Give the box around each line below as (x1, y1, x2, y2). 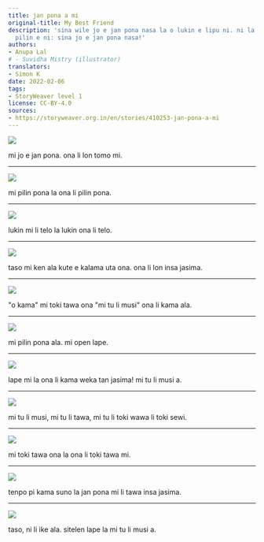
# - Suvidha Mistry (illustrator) (8, 56, 122, 64)
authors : (8, 41, 37, 49)
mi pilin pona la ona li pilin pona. (8, 187, 112, 197)
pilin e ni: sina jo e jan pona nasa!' (15, 33, 146, 42)
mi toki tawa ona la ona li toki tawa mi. (8, 450, 131, 459)
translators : (8, 63, 51, 71)
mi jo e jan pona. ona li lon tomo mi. (8, 150, 123, 160)
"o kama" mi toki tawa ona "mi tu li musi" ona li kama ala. (8, 300, 192, 310)
